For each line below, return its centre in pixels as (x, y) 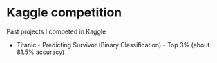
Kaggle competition (64, 13)
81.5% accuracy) (40, 52)
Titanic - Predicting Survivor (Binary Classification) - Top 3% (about (113, 45)
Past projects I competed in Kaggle (56, 32)
